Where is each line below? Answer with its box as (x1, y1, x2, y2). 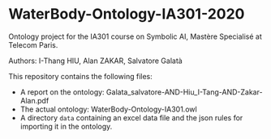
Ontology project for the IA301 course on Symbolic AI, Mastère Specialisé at (8, 32, 262, 41)
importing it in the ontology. (19, 121, 113, 131)
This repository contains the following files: (8, 71, 153, 81)
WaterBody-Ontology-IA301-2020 (8, 5, 245, 23)
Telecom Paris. (8, 40, 58, 49)
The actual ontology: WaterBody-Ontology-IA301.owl (19, 104, 197, 114)
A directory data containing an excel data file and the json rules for (19, 112, 243, 122)
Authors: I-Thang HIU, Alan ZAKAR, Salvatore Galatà (8, 56, 183, 65)
